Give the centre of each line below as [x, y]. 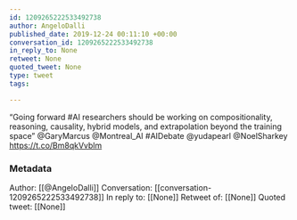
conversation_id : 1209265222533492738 [81, 42]
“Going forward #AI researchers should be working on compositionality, [141, 117]
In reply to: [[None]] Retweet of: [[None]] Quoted [196, 197]
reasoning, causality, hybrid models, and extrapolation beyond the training [146, 126]
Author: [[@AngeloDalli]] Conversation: [81, 187]
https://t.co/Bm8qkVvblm [56, 145]
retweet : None [36, 59]
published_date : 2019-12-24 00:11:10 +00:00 [93, 34]
